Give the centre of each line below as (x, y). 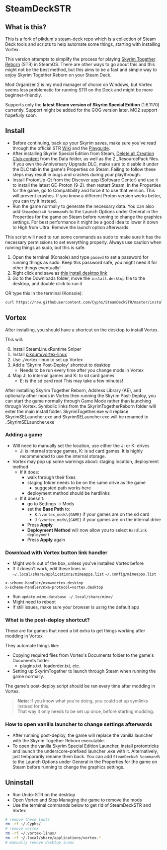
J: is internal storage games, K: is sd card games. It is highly (81, 451)
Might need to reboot (34, 602)
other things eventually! (37, 268)
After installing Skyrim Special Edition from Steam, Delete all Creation (83, 153)
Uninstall (19, 783)
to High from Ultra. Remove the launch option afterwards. (71, 227)
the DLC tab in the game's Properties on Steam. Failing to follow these (84, 169)
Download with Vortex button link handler (56, 552)
